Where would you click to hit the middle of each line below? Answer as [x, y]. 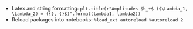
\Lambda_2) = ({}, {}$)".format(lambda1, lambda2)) [76, 14]
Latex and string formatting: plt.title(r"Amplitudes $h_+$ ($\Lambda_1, [100, 8]
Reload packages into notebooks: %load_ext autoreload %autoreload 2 [97, 19]
